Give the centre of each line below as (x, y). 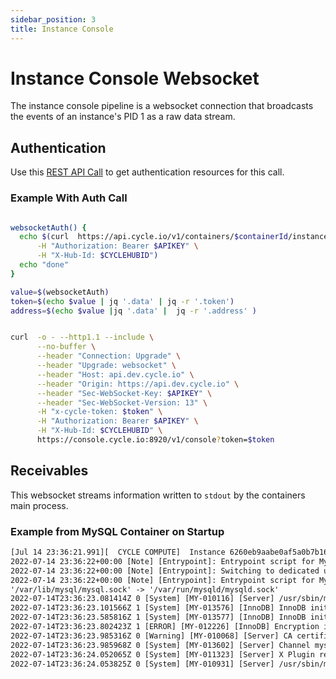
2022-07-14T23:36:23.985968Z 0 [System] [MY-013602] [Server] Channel (160, 645)
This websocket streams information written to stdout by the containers (158, 495)
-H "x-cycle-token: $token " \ (99, 412)
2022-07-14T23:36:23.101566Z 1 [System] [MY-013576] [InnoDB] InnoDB (158, 608)
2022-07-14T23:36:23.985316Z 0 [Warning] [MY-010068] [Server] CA (151, 636)
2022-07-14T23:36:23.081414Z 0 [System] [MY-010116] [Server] (142, 599)
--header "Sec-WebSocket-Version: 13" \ (122, 402)
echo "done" (44, 265)
